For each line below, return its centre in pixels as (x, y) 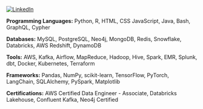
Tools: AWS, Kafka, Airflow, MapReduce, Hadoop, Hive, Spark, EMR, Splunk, (102, 57)
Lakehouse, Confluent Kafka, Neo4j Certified (62, 100)
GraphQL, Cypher (28, 27)
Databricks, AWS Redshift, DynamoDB (54, 45)
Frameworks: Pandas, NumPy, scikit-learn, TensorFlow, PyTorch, (88, 75)
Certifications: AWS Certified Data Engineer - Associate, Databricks (92, 93)
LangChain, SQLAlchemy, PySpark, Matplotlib (63, 82)
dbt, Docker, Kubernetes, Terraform (51, 64)
